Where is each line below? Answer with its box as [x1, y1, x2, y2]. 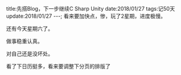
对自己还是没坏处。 [6, 50, 54, 57]
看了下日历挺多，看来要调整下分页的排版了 [6, 63, 111, 70]
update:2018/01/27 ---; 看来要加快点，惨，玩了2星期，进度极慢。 [6, 12, 166, 19]
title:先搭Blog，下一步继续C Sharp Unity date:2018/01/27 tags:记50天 [6, 5, 176, 12]
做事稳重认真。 [6, 38, 43, 44]
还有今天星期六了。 [6, 25, 54, 32]
